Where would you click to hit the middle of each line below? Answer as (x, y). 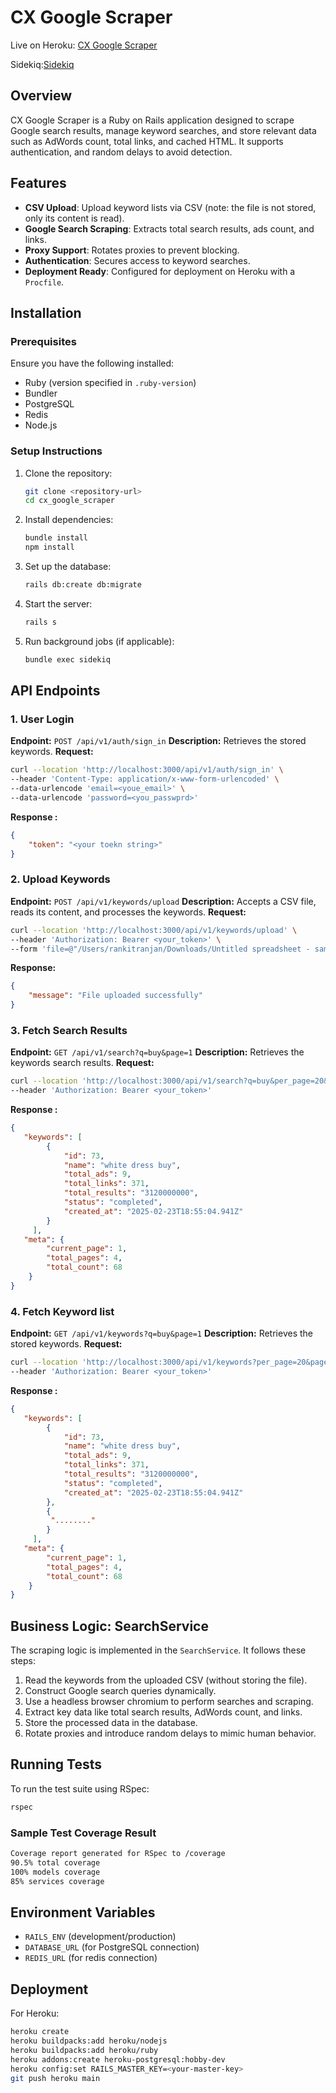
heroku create (40, 2032)
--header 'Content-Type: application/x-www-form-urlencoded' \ (145, 779)
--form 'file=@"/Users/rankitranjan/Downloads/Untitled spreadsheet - (160, 949)
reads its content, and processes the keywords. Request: (128, 912)
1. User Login (42, 719)
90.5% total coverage (55, 1862)
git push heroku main (55, 2078)
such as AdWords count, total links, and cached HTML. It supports (147, 141)
